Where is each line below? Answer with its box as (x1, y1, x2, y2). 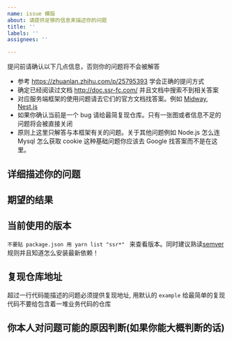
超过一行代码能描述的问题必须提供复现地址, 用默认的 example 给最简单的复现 (7, 290, 225, 299)
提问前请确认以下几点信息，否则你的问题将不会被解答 (7, 62, 160, 71)
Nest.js (17, 103, 38, 111)
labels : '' (7, 29, 39, 37)
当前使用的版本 (7, 220, 72, 232)
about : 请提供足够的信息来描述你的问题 (7, 17, 107, 24)
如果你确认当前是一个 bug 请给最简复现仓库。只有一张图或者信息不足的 (17, 111, 222, 119)
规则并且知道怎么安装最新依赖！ (7, 249, 99, 257)
